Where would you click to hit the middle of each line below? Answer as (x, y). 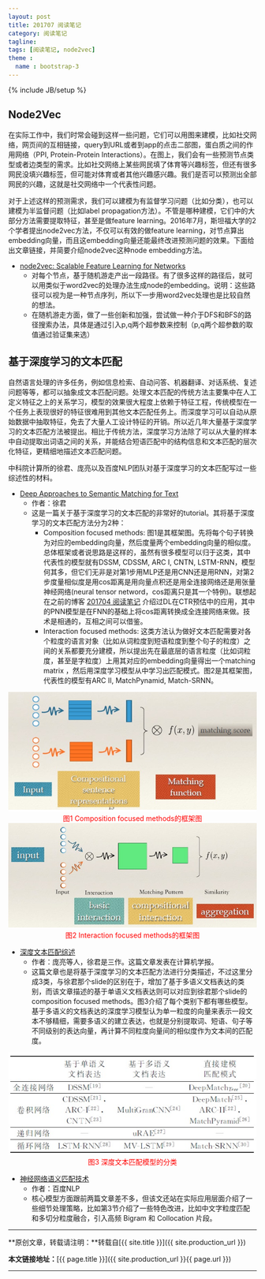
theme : (21, 58)
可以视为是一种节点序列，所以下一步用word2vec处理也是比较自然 (144, 295)
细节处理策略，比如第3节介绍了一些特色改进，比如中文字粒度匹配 (144, 1208)
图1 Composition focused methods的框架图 (132, 818)
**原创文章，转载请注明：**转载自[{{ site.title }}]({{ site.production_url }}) (127, 1243)
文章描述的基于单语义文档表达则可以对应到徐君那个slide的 (153, 992)
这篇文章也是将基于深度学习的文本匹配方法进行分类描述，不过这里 (138, 972)
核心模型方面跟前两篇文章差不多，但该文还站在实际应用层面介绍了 (138, 1199)
